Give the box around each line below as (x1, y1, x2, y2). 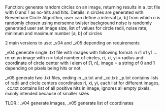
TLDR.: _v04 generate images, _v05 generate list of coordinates (5, 100, 134, 106)
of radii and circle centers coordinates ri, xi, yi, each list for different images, (5, 80, 160, 86)
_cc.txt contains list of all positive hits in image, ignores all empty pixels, (5, 85, 151, 91)
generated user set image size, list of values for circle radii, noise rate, (5, 25, 148, 31)
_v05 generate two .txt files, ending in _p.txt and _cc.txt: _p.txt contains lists (5, 75, 159, 80)
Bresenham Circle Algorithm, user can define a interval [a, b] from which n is (5, 15, 161, 20)
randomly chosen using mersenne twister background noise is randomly (5, 20, 152, 26)
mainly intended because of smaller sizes (5, 91, 90, 96)
